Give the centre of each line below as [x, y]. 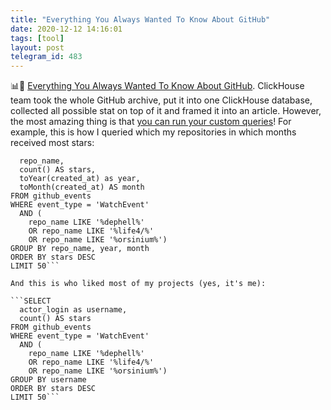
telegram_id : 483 [46, 57]
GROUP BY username [48, 380]
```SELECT [31, 301]
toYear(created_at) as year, [80, 179]
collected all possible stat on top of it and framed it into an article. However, [166, 111]
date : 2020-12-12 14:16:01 [66, 29]
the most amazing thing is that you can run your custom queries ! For [151, 122]
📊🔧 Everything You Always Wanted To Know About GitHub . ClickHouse [157, 86]
